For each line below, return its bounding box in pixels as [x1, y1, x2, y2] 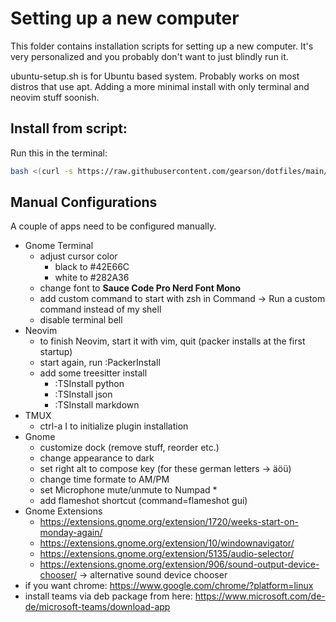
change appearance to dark [39, 452, 155, 464]
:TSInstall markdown [54, 399, 140, 411]
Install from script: [10, 120, 128, 137]
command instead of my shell [39, 303, 162, 316]
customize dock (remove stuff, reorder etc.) [39, 442, 220, 454]
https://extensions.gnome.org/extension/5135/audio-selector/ [39, 548, 295, 560]
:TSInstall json [54, 388, 113, 401]
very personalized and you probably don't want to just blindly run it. [10, 50, 289, 62]
